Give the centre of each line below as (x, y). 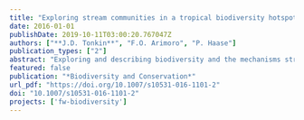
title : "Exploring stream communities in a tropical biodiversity (137, 18)
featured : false (40, 69)
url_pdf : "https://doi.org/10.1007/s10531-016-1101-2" (115, 85)
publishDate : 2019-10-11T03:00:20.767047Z (90, 34)
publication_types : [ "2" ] (58, 51)
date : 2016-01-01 (42, 26)
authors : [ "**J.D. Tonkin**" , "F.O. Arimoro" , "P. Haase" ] (123, 43)
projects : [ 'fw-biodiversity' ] (68, 102)
